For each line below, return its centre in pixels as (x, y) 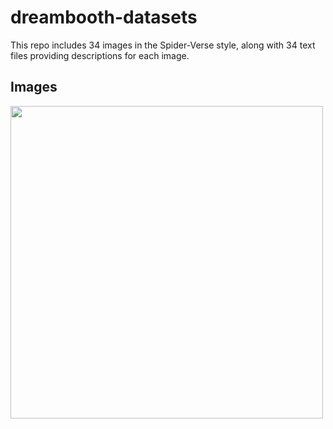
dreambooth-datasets (104, 17)
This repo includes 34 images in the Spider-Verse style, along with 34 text (163, 45)
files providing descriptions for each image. (100, 55)
